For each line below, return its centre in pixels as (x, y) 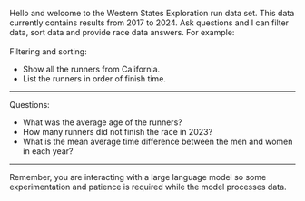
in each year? (48, 151)
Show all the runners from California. (91, 69)
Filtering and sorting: (49, 52)
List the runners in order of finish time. (94, 79)
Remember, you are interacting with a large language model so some (138, 177)
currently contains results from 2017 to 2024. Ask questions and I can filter (149, 23)
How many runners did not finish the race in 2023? (118, 132)
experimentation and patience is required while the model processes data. (148, 187)
